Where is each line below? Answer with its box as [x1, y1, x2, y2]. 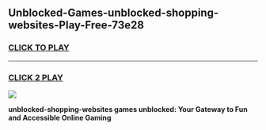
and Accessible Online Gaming [8, 113, 112, 122]
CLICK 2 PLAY [8, 72, 63, 83]
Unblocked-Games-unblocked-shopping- [8, 6, 219, 20]
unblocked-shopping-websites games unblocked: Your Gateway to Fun [8, 104, 248, 113]
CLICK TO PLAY [8, 43, 70, 54]
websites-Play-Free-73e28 [8, 19, 145, 32]
